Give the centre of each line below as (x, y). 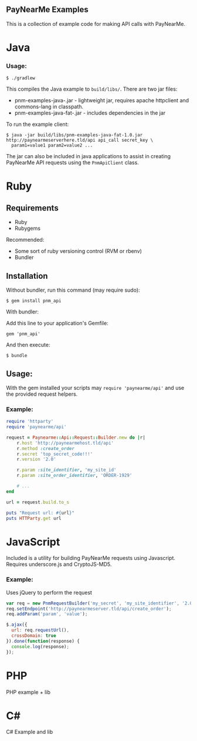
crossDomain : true (34, 636)
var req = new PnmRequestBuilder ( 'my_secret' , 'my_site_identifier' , (93, 603)
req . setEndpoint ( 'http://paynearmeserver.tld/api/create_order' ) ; (89, 609)
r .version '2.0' (37, 459)
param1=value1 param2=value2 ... (52, 146)
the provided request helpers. (42, 394)
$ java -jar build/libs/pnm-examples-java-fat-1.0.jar (74, 135)
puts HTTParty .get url (34, 518)
